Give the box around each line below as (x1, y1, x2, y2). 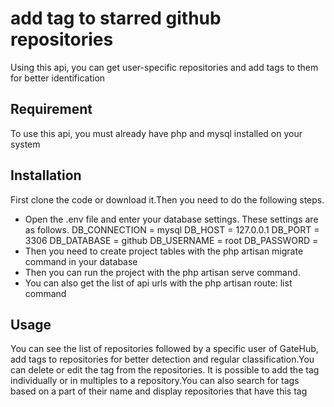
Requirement (10, 101, 93, 118)
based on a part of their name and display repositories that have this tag (10, 385, 308, 397)
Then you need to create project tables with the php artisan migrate (24, 245, 304, 257)
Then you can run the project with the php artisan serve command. (24, 266, 301, 278)
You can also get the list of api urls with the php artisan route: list (24, 277, 293, 289)
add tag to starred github (10, 7, 222, 30)
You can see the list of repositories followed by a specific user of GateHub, (10, 343, 319, 355)
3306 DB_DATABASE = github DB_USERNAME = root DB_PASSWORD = (24, 234, 319, 246)
